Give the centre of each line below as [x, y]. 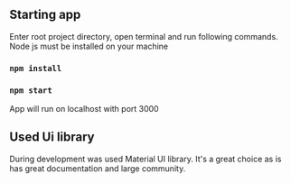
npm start [31, 90]
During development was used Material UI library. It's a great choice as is [145, 159]
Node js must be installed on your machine [89, 46]
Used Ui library [52, 137]
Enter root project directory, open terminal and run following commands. [144, 36]
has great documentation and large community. [98, 168]
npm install [36, 68]
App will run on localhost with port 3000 [84, 109]
